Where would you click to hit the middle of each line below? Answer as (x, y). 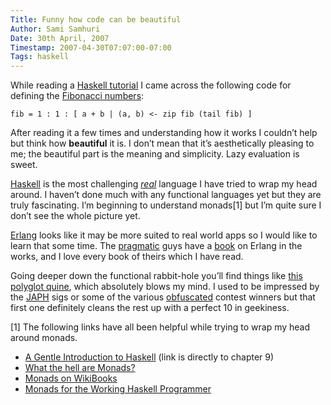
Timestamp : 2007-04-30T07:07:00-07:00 (91, 47)
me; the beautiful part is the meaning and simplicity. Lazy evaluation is (155, 154)
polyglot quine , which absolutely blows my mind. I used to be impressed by (165, 287)
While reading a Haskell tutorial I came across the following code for (151, 85)
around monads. (44, 338)
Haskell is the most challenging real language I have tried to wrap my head (164, 184)
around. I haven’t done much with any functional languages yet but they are (166, 195)
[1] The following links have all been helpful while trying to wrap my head (160, 327)
